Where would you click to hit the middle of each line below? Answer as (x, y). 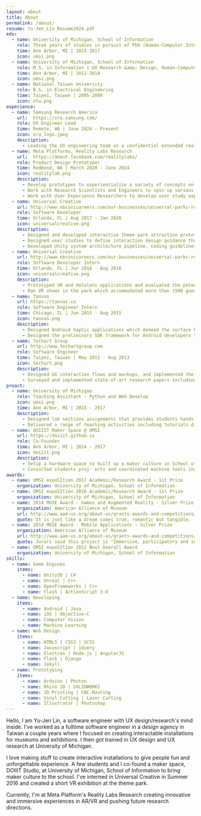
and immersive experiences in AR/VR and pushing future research (88, 801)
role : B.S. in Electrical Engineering (65, 90)
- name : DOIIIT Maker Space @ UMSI (56, 430)
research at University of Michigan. (49, 746)
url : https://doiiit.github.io (56, 436)
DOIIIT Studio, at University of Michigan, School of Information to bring (93, 770)
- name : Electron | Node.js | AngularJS (73, 653)
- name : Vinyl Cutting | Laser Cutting (71, 698)
